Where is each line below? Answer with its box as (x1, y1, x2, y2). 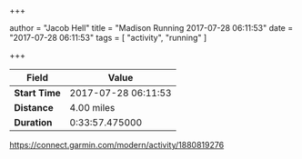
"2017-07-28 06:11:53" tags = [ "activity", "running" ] (9, 33, 207, 43)
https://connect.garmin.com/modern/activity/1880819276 (9, 140, 225, 150)
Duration (14, 116, 53, 128)
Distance (14, 102, 54, 114)
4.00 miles (69, 102, 116, 114)
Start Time (14, 87, 61, 99)
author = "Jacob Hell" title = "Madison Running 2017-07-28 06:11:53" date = (9, 23, 294, 33)
